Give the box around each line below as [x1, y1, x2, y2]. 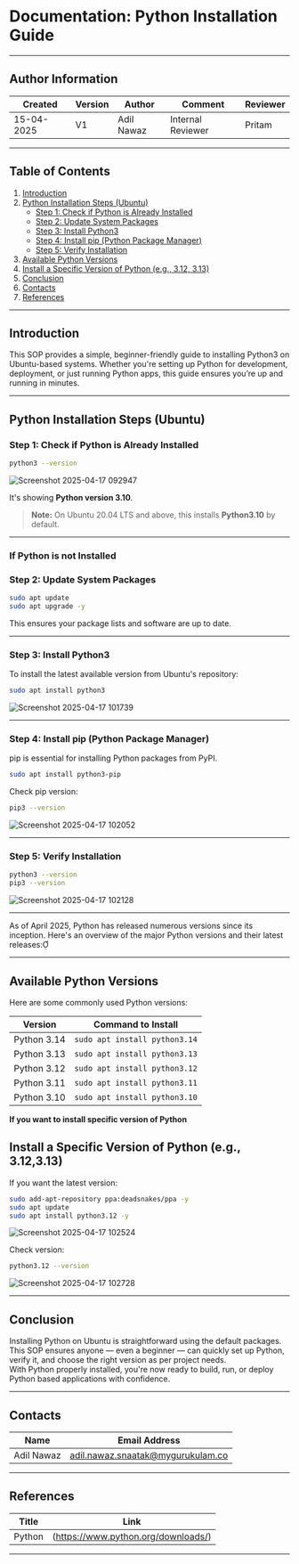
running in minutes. [9, 378, 80, 388]
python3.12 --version [9, 1262, 90, 1271]
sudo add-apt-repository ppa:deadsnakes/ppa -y [9, 1194, 190, 1203]
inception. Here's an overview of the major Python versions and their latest [9, 930, 284, 941]
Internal [170, 113, 202, 126]
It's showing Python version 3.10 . [9, 492, 133, 502]
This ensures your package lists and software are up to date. [9, 617, 231, 629]
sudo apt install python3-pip [9, 770, 122, 779]
